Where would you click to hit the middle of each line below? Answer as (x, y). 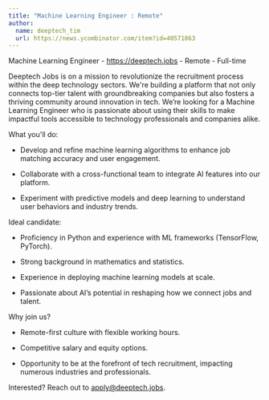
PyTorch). (36, 246)
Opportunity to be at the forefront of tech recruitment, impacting (126, 364)
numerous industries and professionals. (85, 372)
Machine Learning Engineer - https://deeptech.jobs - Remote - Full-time (127, 61)
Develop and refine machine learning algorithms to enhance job (125, 150)
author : (21, 23)
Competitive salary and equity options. (84, 348)
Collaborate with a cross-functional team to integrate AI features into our (140, 174)
